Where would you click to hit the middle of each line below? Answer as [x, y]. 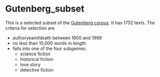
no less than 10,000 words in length [49, 43]
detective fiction [37, 70]
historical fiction [37, 59]
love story [30, 64]
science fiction [35, 54]
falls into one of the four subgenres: [49, 48]
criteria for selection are [30, 28]
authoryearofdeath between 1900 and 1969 [57, 38]
